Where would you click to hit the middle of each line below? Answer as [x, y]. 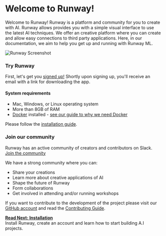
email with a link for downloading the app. [48, 82]
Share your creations [34, 172]
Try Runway [20, 66]
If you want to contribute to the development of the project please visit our [81, 203]
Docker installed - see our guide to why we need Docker [70, 115]
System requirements [28, 93]
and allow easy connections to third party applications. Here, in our [74, 38]
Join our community [30, 137]
